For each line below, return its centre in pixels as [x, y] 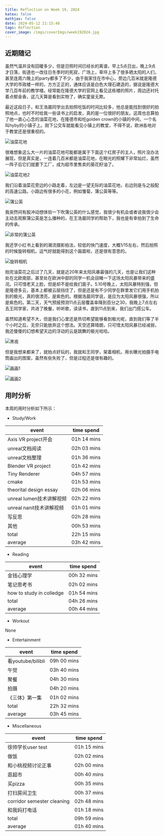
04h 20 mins [64, 688]
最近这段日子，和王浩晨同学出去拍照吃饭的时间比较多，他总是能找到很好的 [80, 107]
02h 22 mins [86, 498]
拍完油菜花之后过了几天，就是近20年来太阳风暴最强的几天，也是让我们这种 [81, 272]
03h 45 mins [64, 714]
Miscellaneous [27, 726]
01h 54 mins [83, 593]
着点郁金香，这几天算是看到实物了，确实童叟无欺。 [56, 96]
